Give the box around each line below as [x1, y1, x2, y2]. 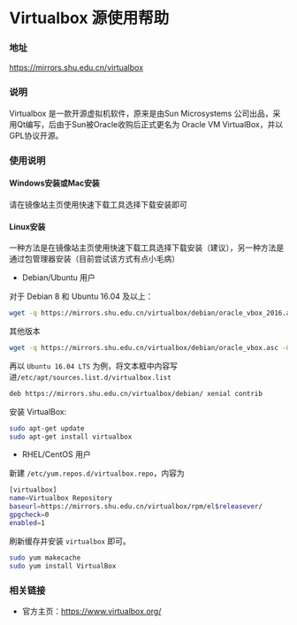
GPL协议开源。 [9, 130, 64, 141]
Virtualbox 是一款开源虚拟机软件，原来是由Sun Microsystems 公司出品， [9, 108, 273, 118]
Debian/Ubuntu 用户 [21, 272, 95, 283]
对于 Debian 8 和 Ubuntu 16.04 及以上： [9, 291, 154, 301]
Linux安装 [9, 221, 46, 232]
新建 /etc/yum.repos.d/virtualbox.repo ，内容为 [9, 468, 186, 478]
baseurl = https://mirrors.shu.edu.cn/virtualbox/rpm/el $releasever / [9, 502, 263, 511]
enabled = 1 [9, 518, 46, 527]
